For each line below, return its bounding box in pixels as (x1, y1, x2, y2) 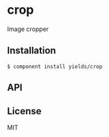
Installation (7, 45, 56, 56)
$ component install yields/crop (7, 63, 103, 70)
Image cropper (7, 25, 49, 33)
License (7, 105, 42, 117)
